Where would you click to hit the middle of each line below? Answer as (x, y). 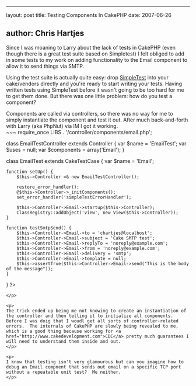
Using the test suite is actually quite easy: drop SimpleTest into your (87, 77)
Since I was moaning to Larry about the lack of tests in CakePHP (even (91, 47)
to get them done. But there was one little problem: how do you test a (89, 96)
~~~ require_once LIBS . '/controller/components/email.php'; (79, 132)
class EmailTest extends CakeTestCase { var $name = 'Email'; (80, 161)
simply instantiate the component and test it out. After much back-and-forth (97, 120)
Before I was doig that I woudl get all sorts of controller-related (92, 321)
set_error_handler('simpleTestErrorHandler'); (74, 197)
